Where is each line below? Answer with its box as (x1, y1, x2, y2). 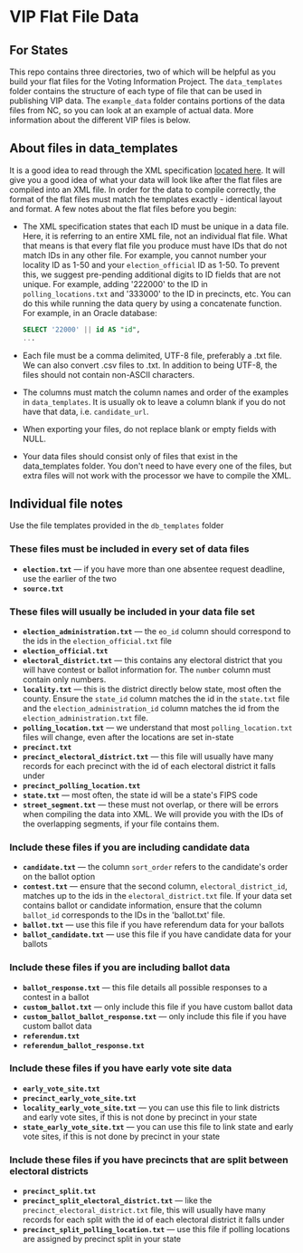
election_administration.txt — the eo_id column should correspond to (22, 625, 291, 636)
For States (9, 43, 69, 58)
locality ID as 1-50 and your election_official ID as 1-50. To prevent (22, 259, 280, 270)
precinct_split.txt (22, 1187, 97, 1197)
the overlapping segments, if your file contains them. (22, 818, 220, 829)
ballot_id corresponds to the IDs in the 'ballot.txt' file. (22, 910, 226, 920)
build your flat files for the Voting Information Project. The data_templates (9, 76, 283, 87)
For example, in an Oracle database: (22, 307, 157, 318)
